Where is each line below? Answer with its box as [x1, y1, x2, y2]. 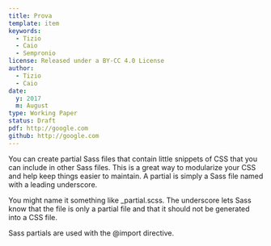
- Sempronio [15, 49, 57, 57]
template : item [8, 19, 60, 27]
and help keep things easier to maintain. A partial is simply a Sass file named [8, 171, 264, 181]
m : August [15, 102, 49, 110]
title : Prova [8, 11, 53, 20]
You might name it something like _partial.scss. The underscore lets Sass [8, 195, 252, 205]
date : [8, 86, 27, 95]
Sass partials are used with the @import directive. [8, 227, 175, 238]
